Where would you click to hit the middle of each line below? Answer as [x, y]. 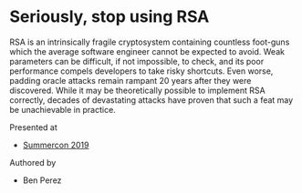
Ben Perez [42, 180]
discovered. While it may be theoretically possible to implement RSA [138, 90]
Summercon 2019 [56, 145]
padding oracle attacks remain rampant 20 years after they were [130, 80]
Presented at [33, 127]
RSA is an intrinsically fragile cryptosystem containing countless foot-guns [150, 42]
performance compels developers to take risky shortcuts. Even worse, [141, 71]
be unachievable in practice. [62, 109]
